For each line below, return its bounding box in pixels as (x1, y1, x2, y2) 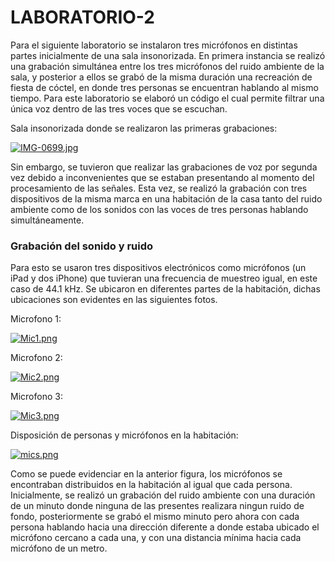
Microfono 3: (10, 391, 63, 403)
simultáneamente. (10, 214, 85, 226)
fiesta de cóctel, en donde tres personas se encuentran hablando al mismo (10, 81, 319, 93)
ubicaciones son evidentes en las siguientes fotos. (10, 294, 218, 306)
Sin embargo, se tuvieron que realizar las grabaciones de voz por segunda (10, 161, 318, 173)
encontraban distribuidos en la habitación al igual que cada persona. (10, 479, 293, 491)
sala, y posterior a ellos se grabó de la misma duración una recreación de (10, 71, 313, 83)
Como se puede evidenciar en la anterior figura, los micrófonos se (10, 468, 283, 480)
